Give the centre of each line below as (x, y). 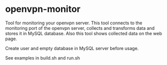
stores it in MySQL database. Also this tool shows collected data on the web (83, 33)
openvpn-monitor (43, 9)
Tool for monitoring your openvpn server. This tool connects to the (74, 23)
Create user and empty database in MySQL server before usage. (72, 48)
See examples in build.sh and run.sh (43, 58)
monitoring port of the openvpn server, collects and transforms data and (80, 28)
